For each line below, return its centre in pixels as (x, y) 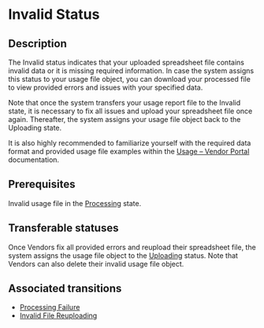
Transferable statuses (63, 228)
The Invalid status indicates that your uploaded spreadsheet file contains (126, 62)
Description (37, 44)
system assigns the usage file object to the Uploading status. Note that (123, 255)
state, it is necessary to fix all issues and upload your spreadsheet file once (130, 111)
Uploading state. (35, 128)
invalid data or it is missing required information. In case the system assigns (131, 71)
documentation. (34, 160)
